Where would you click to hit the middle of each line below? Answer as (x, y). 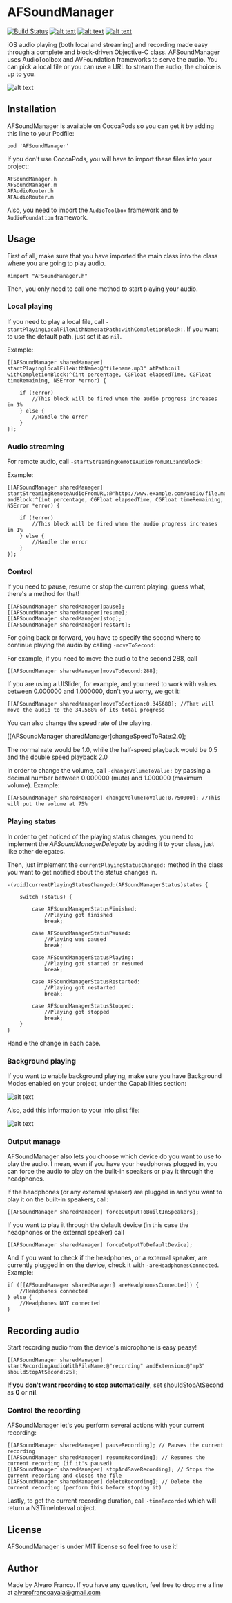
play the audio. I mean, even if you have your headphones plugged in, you (112, 1164)
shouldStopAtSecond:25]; (43, 1372)
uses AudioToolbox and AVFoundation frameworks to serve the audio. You (113, 59)
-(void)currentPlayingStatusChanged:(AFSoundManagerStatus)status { (108, 885)
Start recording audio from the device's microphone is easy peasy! (102, 1347)
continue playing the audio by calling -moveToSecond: (82, 645)
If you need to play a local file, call (56, 321)
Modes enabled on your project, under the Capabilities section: (97, 1084)
